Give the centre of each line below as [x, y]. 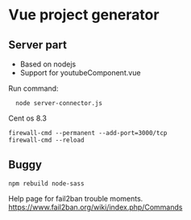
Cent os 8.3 [27, 118]
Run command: [33, 88]
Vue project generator [84, 15]
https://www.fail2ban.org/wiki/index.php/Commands [95, 207]
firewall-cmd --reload [46, 140]
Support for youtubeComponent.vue [80, 73]
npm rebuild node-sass [46, 184]
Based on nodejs [48, 64]
